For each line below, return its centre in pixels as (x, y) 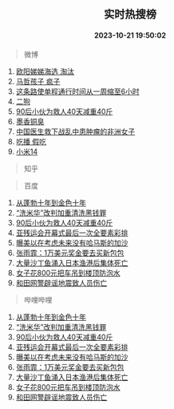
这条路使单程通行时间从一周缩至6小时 (77, 91)
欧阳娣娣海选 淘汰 (45, 71)
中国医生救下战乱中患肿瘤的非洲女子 (75, 132)
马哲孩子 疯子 (38, 81)
